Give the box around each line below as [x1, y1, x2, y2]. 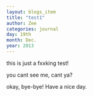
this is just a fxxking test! [6, 59, 69, 67]
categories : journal [6, 26, 59, 32]
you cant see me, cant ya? [6, 71, 73, 78]
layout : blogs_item [6, 9, 56, 15]
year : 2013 [6, 43, 34, 49]
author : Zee [6, 20, 37, 26]
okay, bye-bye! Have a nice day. [6, 83, 87, 90]
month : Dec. [6, 37, 37, 43]
